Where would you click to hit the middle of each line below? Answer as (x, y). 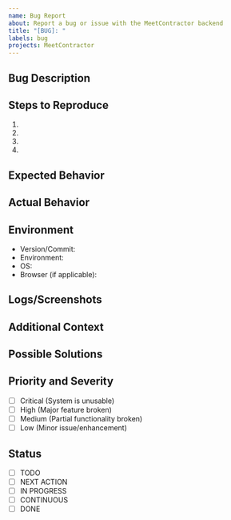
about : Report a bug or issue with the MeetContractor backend (116, 23)
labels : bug (28, 38)
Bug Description (49, 78)
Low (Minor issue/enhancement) (74, 428)
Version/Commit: (48, 248)
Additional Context (56, 327)
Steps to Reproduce (59, 105)
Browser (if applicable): (58, 274)
